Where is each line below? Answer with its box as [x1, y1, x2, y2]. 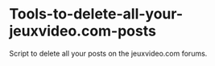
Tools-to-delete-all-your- [9, 5, 184, 23]
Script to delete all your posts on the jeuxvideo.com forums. [9, 48, 208, 58]
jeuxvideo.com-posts [9, 22, 156, 40]
